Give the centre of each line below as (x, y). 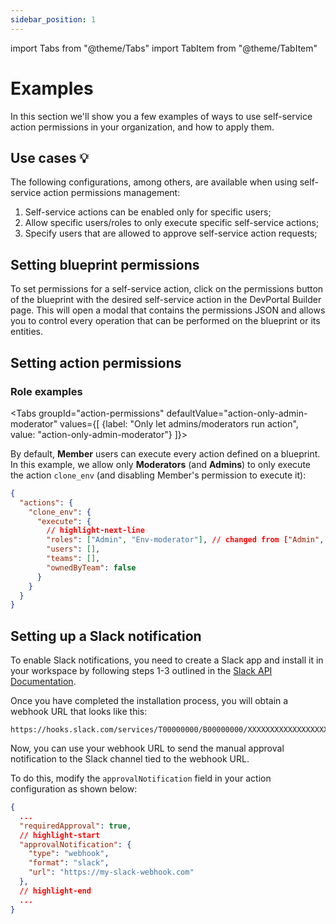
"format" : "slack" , (69, 863)
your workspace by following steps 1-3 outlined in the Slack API (141, 671)
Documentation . (43, 682)
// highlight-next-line (95, 531)
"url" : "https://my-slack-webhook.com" (111, 872)
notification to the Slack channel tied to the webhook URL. (130, 759)
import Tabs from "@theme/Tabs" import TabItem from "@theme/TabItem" (164, 48)
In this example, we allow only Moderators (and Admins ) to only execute (160, 464)
